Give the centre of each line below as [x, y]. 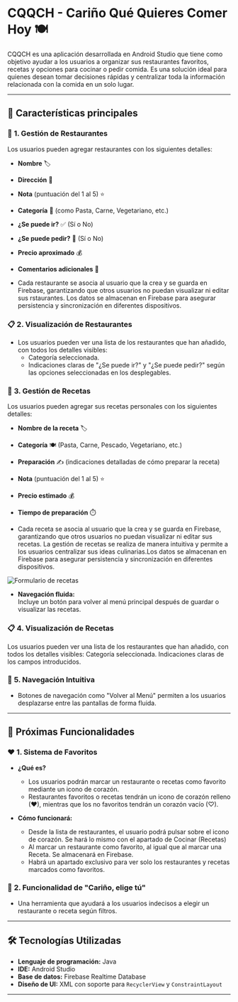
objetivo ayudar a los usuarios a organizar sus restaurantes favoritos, [108, 61]
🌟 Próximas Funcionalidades [71, 732]
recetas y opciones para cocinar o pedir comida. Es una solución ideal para [117, 69]
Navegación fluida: [46, 594]
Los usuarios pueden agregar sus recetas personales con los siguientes [112, 406]
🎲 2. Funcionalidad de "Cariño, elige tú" [77, 888]
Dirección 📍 [35, 180]
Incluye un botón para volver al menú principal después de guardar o [118, 602]
